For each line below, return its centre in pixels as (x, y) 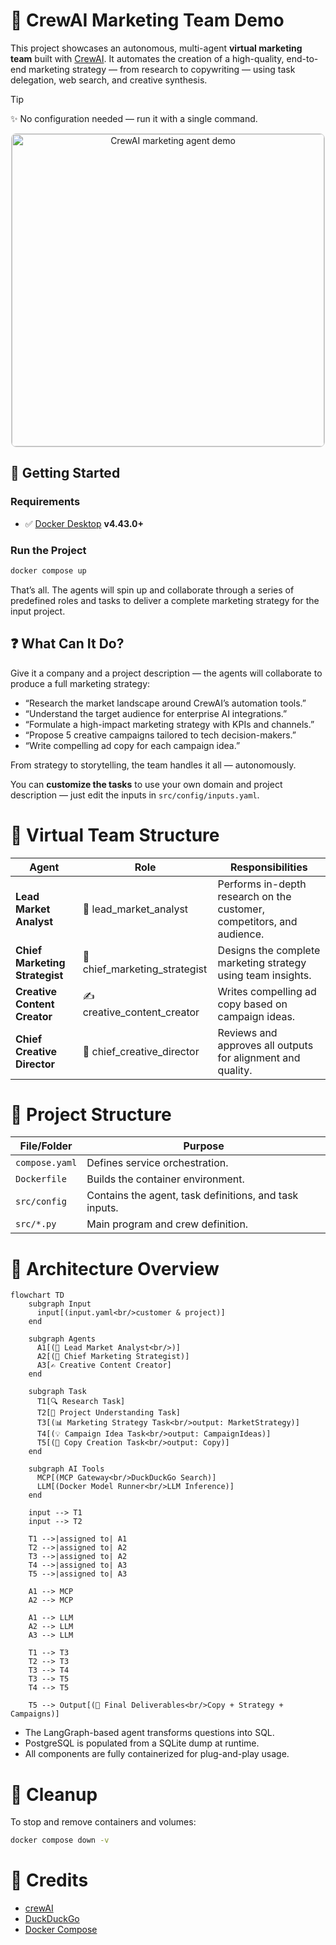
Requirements (45, 502)
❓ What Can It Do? (67, 644)
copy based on (252, 1004)
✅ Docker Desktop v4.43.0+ (84, 523)
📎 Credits (49, 1880)
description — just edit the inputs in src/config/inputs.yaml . (135, 795)
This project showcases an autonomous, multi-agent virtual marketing (156, 48)
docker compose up (48, 570)
